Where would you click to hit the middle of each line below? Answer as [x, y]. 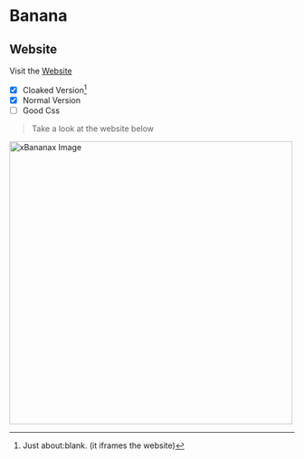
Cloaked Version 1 [55, 89]
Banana [38, 16]
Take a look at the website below [93, 129]
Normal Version [52, 100]
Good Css [41, 110]
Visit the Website [41, 71]
